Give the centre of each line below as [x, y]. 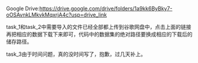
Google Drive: [23, 9]
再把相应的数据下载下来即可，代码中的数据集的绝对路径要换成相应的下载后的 [99, 34]
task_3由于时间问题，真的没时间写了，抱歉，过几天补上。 [76, 54]
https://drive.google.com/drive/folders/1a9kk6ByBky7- [106, 9]
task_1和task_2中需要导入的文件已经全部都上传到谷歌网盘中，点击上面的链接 [99, 27]
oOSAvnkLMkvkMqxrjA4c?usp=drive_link [57, 15]
